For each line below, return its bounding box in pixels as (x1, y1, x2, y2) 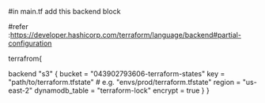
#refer (8, 22, 29, 31)
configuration (8, 39, 52, 48)
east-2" (8, 86, 33, 95)
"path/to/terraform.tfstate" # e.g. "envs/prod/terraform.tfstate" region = (8, 78, 241, 86)
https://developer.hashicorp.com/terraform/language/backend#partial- (10, 31, 241, 39)
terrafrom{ (8, 54, 43, 63)
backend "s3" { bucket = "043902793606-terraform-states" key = (8, 69, 225, 78)
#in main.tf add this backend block (8, 7, 121, 16)
